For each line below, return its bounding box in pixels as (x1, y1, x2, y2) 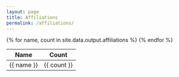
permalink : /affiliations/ (6, 20, 74, 26)
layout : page (6, 8, 39, 15)
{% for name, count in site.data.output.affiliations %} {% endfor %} (6, 37, 174, 44)
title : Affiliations (6, 14, 59, 20)
